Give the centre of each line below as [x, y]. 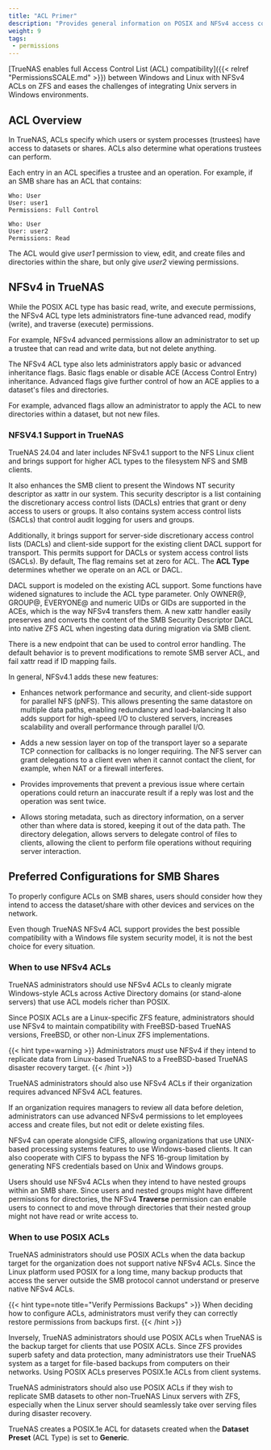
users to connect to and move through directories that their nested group [130, 1208]
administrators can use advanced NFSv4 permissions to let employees [126, 1116]
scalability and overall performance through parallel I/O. [113, 727]
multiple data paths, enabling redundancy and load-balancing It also [133, 710]
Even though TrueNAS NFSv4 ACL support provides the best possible [124, 929]
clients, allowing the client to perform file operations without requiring [136, 843]
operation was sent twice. [63, 801]
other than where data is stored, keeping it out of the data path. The [133, 826]
